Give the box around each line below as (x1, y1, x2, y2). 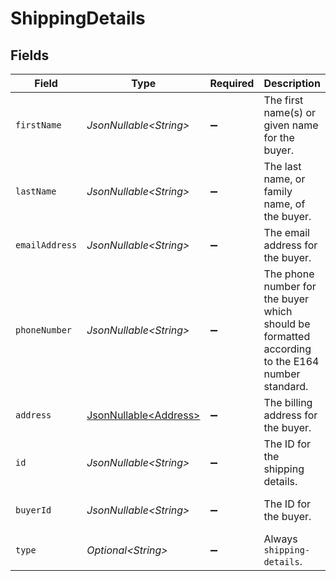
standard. (263, 380, 309, 393)
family (263, 185, 293, 198)
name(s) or (263, 106, 317, 119)
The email (263, 226, 310, 239)
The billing (263, 396, 313, 409)
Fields (10, 47, 50, 64)
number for (263, 280, 317, 293)
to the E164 (263, 355, 320, 368)
